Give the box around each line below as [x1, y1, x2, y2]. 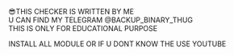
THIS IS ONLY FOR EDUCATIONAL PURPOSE [8, 24, 158, 33]
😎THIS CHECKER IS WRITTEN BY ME [8, 7, 135, 16]
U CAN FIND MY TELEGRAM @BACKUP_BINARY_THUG [8, 15, 194, 25]
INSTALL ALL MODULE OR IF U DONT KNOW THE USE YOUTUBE [8, 39, 227, 49]
